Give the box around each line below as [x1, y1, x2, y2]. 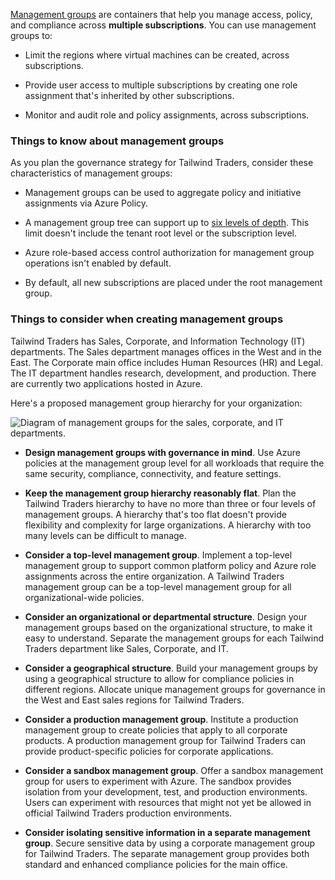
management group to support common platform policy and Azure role [24, 559, 317, 571]
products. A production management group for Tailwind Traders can [24, 734, 307, 746]
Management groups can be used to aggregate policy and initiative [24, 187, 302, 199]
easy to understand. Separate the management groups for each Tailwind [24, 632, 325, 644]
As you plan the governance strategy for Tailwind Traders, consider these [10, 157, 314, 169]
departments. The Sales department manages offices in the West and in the [10, 345, 322, 358]
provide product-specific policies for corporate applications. [24, 745, 274, 757]
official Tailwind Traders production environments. [24, 807, 233, 819]
